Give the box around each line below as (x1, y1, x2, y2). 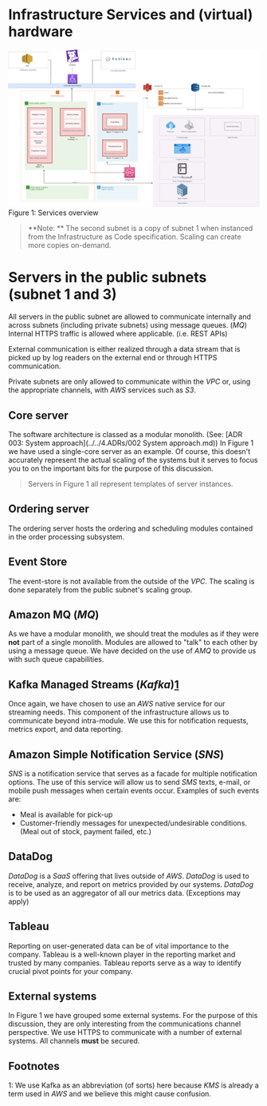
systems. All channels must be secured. (8, 1036, 140, 1046)
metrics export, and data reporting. (8, 725, 124, 734)
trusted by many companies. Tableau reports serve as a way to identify (8, 957, 241, 968)
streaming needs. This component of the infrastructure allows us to (8, 707, 230, 717)
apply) (8, 897, 29, 906)
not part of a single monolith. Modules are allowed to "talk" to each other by (8, 638, 258, 647)
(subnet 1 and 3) (8, 285, 117, 304)
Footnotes (8, 1059, 60, 1072)
